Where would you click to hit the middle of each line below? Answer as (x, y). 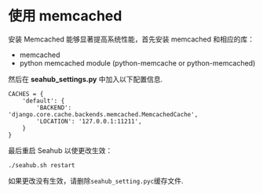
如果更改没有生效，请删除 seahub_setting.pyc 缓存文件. (96, 180)
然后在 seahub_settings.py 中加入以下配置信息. (86, 79)
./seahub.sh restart (42, 165)
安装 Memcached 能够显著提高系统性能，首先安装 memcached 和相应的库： (131, 39)
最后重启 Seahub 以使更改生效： (60, 150)
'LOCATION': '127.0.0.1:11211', (89, 121)
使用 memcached (65, 16)
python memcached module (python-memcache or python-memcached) (137, 63)
